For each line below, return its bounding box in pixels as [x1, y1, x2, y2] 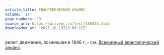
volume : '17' [5, 12, 32, 17]
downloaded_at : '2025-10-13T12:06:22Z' [5, 26, 88, 31]
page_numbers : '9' [5, 16, 43, 21]
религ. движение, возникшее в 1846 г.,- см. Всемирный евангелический [5, 39, 159, 45]
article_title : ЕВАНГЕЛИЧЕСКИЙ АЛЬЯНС [5, 7, 85, 12]
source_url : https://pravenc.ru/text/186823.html [5, 21, 110, 26]
